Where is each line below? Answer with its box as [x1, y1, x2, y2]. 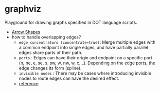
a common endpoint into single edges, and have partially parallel [18, 44, 149, 50]
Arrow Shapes [11, 29, 40, 35]
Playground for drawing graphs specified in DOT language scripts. [4, 19, 137, 25]
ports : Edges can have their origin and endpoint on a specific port [18, 55, 153, 60]
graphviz [4, 3, 41, 15]
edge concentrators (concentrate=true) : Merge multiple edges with [18, 39, 156, 45]
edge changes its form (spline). [18, 65, 82, 71]
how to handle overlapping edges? [11, 34, 81, 40]
